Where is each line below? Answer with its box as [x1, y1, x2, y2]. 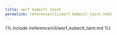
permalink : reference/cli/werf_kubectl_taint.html [5, 12, 113, 17]
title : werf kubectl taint [5, 7, 61, 12]
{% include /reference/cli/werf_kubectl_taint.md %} [5, 25, 111, 31]
